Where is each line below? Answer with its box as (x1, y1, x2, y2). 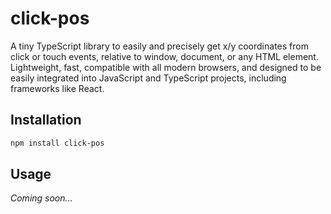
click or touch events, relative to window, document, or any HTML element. (10, 50, 319, 62)
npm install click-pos (10, 138, 105, 148)
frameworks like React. (10, 82, 105, 94)
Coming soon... (10, 192, 73, 204)
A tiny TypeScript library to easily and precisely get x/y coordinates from (10, 40, 309, 52)
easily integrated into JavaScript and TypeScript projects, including (10, 72, 287, 84)
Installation (10, 112, 82, 129)
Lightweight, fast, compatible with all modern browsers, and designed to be (10, 61, 322, 73)
